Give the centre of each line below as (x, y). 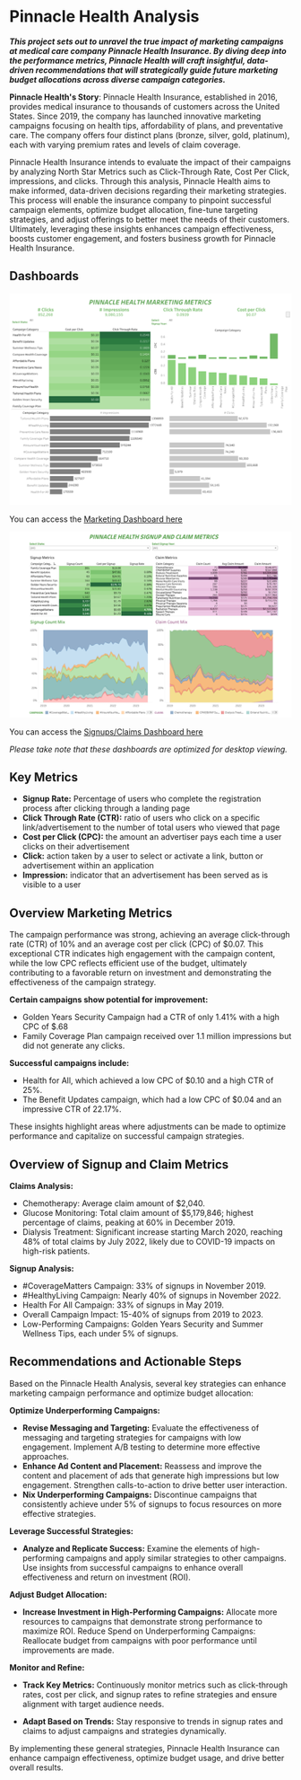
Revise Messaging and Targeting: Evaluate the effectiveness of (141, 1428)
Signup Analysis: (42, 1268)
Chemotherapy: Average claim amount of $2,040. (114, 1203)
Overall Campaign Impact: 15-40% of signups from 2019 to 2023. (143, 1314)
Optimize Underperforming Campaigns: (85, 1410)
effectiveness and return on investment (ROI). (106, 1577)
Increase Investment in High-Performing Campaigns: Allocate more (150, 1612)
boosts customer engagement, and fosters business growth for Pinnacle (142, 238)
